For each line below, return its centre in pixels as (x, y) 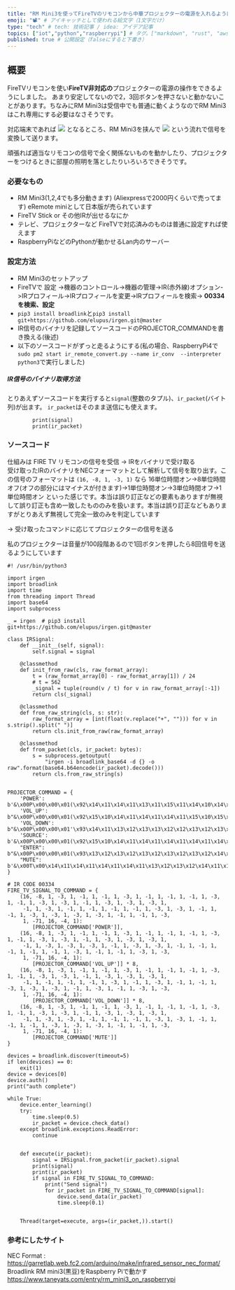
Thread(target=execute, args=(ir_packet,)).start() (97, 1221)
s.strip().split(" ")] (40, 725)
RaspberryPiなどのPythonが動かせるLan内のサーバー (93, 241)
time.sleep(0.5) (56, 1117)
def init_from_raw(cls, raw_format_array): (84, 670)
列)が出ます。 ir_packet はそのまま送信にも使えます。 (84, 407)
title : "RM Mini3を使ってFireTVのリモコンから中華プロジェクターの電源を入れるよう (117, 14)
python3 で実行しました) (51, 362)
